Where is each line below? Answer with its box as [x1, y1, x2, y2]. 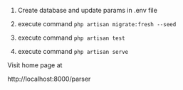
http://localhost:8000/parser [7, 74, 91, 83]
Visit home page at [7, 61, 63, 69]
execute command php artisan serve [17, 47, 129, 55]
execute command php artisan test [17, 33, 126, 42]
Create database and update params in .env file [17, 6, 158, 14]
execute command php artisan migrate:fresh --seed [17, 20, 177, 28]
